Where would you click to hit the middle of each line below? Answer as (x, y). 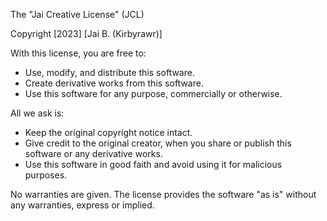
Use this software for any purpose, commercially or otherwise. (153, 93)
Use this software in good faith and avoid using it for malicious (153, 164)
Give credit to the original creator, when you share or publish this (158, 143)
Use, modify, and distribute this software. (109, 72)
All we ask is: (37, 113)
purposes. (46, 175)
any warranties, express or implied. (82, 205)
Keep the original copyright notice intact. (108, 132)
